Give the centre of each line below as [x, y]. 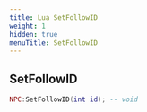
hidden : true [34, 34]
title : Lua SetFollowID [54, 17]
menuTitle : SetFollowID [54, 43]
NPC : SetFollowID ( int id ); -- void [74, 99]
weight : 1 [28, 26]
